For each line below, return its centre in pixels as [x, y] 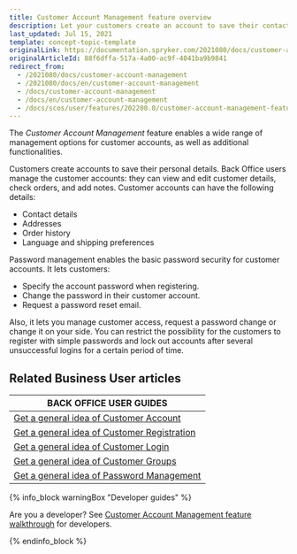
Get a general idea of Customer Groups [95, 461]
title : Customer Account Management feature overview [110, 17]
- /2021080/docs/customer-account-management [103, 75]
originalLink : [35, 50]
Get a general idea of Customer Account [97, 419]
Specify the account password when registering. [110, 286]
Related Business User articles [95, 378]
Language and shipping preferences [88, 242]
